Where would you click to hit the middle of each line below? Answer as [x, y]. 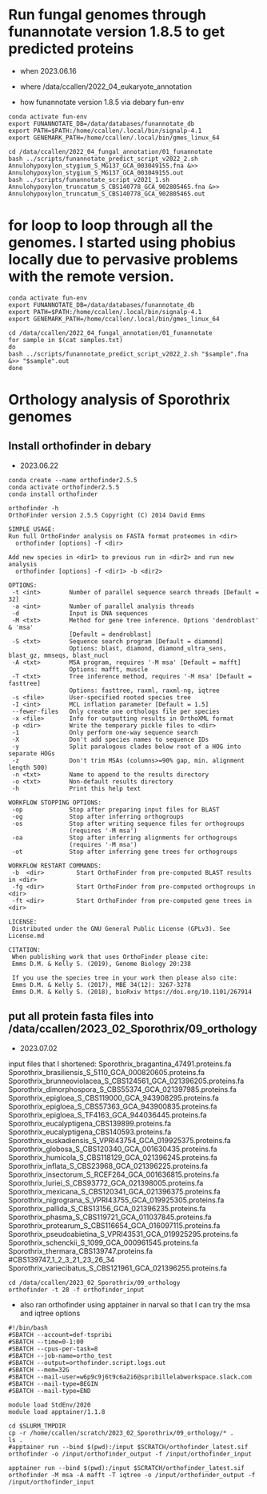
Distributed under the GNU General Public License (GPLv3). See [121, 928]
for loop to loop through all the [111, 226]
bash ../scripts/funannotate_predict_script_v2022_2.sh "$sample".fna [128, 354]
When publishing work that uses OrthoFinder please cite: [110, 956]
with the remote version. [91, 277]
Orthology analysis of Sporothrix [119, 400]
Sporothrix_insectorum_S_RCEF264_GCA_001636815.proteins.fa [114, 1174]
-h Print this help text [76, 788]
